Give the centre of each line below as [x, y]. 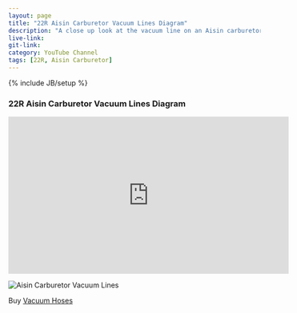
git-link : [25, 46]
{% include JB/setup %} [48, 83]
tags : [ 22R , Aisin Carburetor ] [60, 61]
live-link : [26, 38]
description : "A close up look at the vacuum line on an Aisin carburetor [136, 30]
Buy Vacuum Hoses [41, 301]
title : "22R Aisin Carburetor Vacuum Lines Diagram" [98, 23]
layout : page [30, 16]
